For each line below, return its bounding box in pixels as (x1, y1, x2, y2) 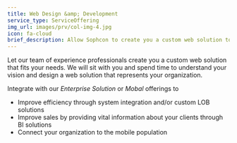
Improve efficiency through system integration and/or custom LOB (17, 98, 210, 106)
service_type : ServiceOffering (7, 17, 99, 24)
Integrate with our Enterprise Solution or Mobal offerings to (7, 85, 179, 93)
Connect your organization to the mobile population (17, 128, 168, 137)
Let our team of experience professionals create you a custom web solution (7, 56, 227, 64)
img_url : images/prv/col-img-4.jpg (7, 23, 112, 30)
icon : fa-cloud (7, 30, 52, 37)
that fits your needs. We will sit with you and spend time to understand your (7, 63, 227, 72)
